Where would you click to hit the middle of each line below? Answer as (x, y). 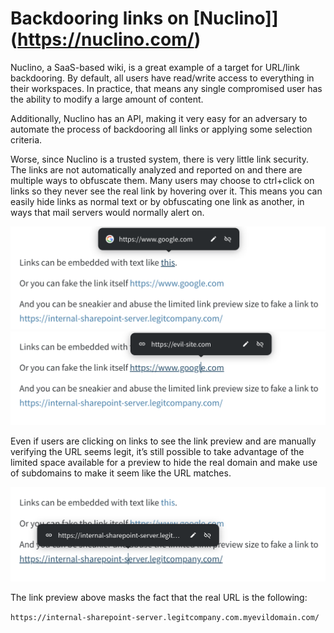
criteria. (26, 139)
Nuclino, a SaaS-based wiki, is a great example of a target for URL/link (155, 67)
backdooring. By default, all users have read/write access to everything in (162, 78)
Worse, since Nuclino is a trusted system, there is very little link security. (160, 159)
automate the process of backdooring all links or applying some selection (161, 129)
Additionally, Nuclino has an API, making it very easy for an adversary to (159, 118)
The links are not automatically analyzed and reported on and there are (156, 169)
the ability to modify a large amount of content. (107, 99)
